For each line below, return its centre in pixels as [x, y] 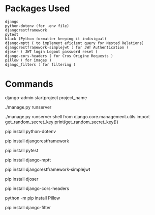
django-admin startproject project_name [46, 97]
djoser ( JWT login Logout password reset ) [51, 52]
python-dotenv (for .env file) [37, 26]
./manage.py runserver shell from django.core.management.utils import [77, 116]
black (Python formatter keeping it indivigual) [56, 39]
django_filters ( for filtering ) [41, 64]
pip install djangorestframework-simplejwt [48, 169]
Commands [29, 84]
